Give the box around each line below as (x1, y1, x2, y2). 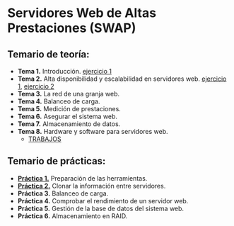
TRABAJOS (28, 135, 62, 143)
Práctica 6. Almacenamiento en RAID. (17, 211, 128, 220)
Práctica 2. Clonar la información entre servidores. (17, 181, 166, 190)
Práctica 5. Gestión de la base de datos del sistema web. (17, 204, 185, 213)
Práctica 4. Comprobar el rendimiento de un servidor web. (17, 196, 189, 205)
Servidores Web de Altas (7, 5, 157, 21)
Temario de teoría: (7, 48, 90, 60)
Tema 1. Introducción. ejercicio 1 (17, 67, 112, 75)
